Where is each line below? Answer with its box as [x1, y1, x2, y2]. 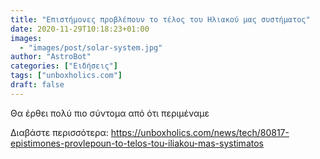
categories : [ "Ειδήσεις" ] [10, 61, 118, 71]
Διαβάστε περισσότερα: [10, 126, 109, 138]
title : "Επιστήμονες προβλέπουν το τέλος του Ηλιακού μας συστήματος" [10, 14, 311, 25]
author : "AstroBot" [10, 52, 92, 62]
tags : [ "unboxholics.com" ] [10, 71, 123, 81]
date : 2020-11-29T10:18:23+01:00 [10, 24, 150, 34]
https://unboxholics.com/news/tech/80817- [110, 126, 290, 138]
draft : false [10, 80, 65, 90]
